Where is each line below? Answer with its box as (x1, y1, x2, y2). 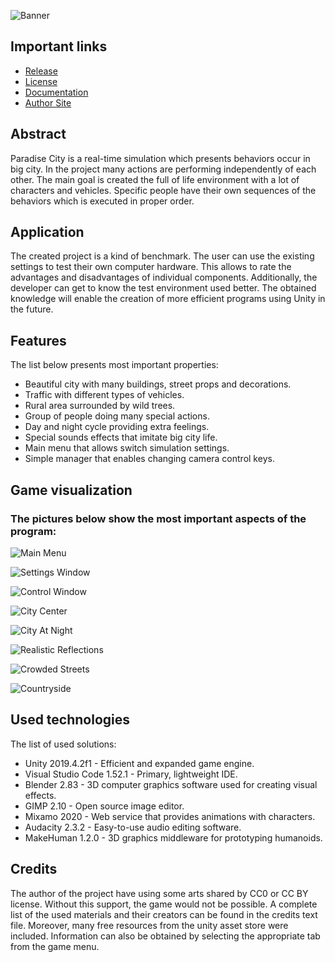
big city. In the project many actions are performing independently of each (10, 163, 317, 175)
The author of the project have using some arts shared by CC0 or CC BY (10, 887, 309, 899)
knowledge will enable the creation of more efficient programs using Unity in (10, 293, 326, 305)
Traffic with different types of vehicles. (24, 389, 185, 401)
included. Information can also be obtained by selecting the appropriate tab (10, 930, 321, 942)
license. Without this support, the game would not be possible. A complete (10, 898, 318, 910)
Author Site (24, 96, 72, 109)
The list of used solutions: (10, 738, 117, 750)
